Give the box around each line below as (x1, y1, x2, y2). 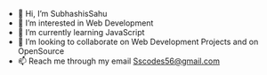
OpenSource (17, 46, 65, 56)
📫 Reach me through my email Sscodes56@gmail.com (17, 56, 221, 66)
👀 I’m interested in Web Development (17, 18, 154, 28)
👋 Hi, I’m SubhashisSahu (17, 9, 108, 19)
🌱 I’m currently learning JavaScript (17, 27, 145, 37)
